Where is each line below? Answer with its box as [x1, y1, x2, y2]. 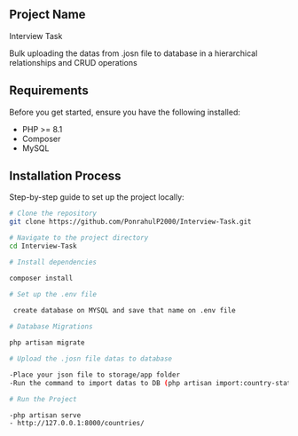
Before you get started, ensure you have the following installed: [9, 107, 241, 117]
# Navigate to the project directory [9, 234, 149, 242]
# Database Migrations [9, 322, 93, 331]
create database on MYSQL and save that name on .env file [12, 306, 237, 315]
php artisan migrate [9, 338, 86, 347]
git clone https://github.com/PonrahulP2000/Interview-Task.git [9, 218, 252, 226]
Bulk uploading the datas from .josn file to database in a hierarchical [9, 48, 258, 59]
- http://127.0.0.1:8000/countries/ [9, 419, 145, 428]
